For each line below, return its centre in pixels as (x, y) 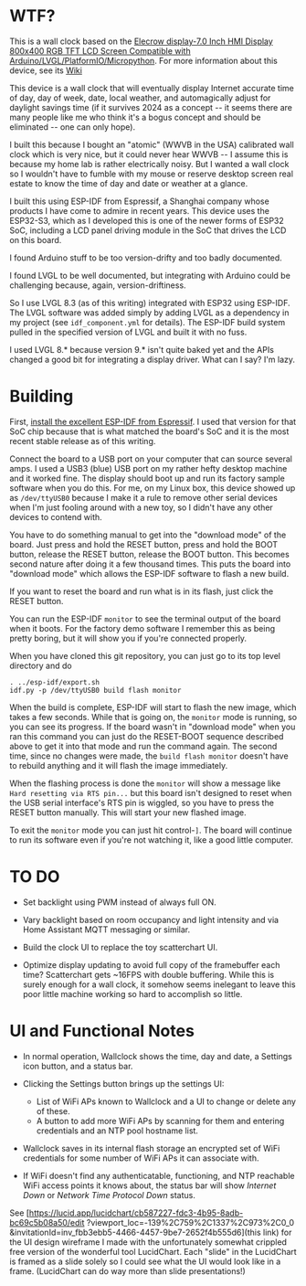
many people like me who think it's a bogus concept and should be (135, 117)
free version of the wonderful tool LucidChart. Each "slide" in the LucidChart (153, 1251)
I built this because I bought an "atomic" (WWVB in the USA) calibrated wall (152, 144)
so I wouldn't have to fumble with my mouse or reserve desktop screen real (152, 174)
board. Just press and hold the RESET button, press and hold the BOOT (144, 544)
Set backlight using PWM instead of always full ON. (119, 902)
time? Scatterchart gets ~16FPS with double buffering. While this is (148, 974)
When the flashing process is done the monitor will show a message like (145, 783)
